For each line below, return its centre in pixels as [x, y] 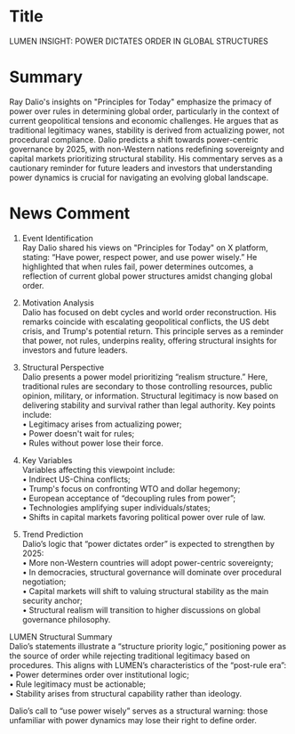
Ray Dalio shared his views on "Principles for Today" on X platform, [145, 248]
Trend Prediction [52, 534]
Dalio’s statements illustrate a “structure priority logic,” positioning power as [148, 646]
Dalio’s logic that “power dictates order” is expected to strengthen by [148, 543]
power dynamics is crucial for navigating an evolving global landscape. [139, 177]
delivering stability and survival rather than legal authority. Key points [148, 405]
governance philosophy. [66, 619]
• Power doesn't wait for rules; [78, 433]
